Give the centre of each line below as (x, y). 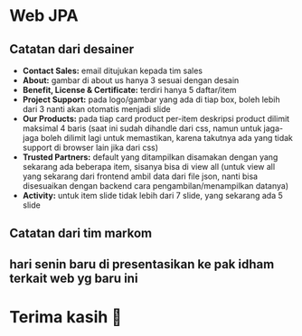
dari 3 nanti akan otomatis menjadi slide (96, 109)
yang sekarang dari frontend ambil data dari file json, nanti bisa (140, 176)
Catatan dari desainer (72, 49)
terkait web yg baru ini (74, 278)
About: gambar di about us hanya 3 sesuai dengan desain (131, 80)
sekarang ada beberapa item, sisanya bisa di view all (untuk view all (149, 167)
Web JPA (44, 16)
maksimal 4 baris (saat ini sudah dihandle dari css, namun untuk (142, 128)
